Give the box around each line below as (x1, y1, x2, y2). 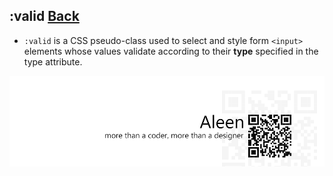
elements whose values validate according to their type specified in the (23, 45, 319, 57)
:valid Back (9, 8, 80, 25)
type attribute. (23, 55, 83, 68)
